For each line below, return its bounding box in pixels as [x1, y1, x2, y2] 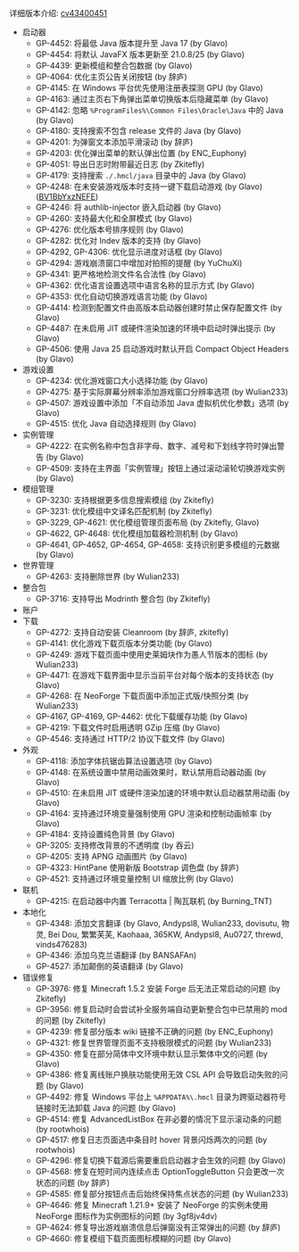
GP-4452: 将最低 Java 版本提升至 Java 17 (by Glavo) [35, 38, 228, 48]
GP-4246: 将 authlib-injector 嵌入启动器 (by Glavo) [35, 202, 221, 212]
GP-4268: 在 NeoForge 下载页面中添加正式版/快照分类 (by [35, 691, 249, 701]
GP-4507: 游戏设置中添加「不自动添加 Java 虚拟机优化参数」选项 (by [35, 398, 289, 408]
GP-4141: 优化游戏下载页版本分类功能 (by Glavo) [35, 638, 212, 649]
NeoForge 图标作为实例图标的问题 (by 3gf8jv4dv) [35, 1211, 218, 1221]
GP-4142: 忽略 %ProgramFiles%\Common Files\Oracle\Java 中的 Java [35, 105, 284, 115]
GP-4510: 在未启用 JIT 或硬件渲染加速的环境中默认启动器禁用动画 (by [35, 788, 290, 798]
